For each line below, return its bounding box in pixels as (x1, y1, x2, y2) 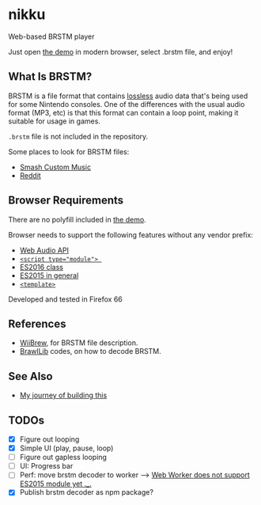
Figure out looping (19, 435, 80, 444)
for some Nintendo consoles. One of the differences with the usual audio (8, 99, 245, 108)
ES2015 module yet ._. (19, 479, 93, 488)
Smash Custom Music (19, 162, 92, 172)
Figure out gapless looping (19, 453, 107, 462)
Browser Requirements (8, 194, 124, 207)
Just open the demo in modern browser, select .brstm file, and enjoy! (8, 47, 233, 56)
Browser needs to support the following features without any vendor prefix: (8, 230, 253, 239)
